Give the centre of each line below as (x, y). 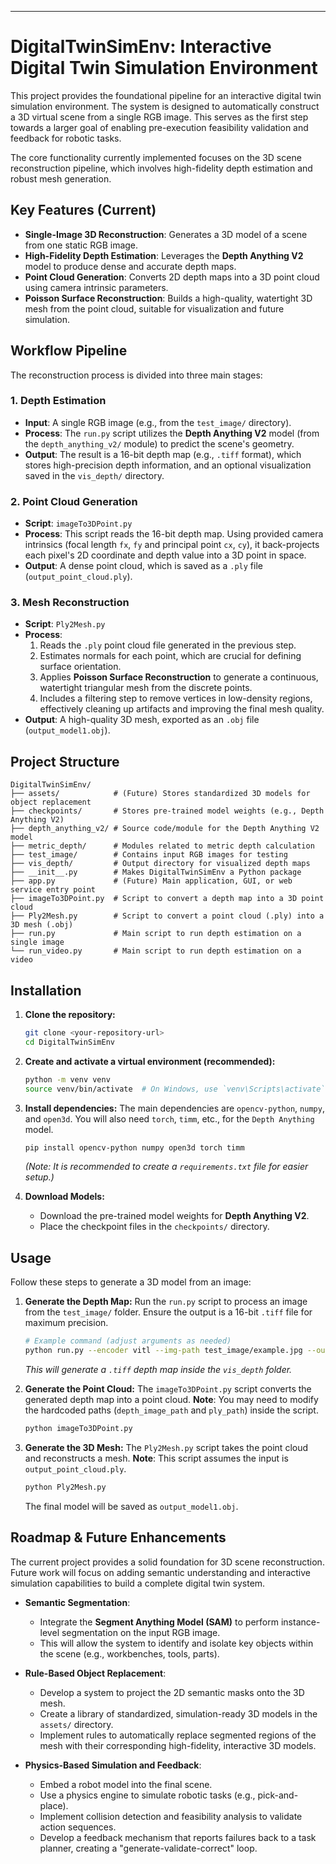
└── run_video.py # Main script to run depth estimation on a (156, 951)
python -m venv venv (67, 1079)
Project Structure (65, 761)
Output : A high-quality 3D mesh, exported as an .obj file (142, 720)
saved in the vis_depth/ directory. (94, 475)
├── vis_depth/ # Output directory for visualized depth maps (160, 864)
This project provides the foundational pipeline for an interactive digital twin (166, 95)
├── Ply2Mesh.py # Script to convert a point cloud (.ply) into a (167, 916)
